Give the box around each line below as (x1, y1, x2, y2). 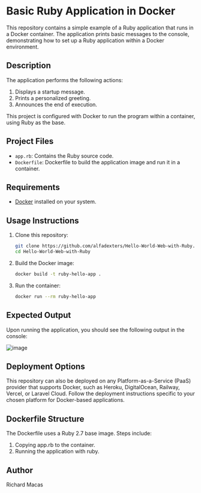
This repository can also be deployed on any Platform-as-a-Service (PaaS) (6, 377, 191, 384)
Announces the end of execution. (14, 101, 98, 108)
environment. (6, 43, 39, 50)
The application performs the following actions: (6, 76, 123, 83)
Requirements (6, 182, 60, 193)
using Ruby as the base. (6, 119, 66, 126)
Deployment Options (6, 361, 85, 371)
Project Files (6, 136, 54, 146)
